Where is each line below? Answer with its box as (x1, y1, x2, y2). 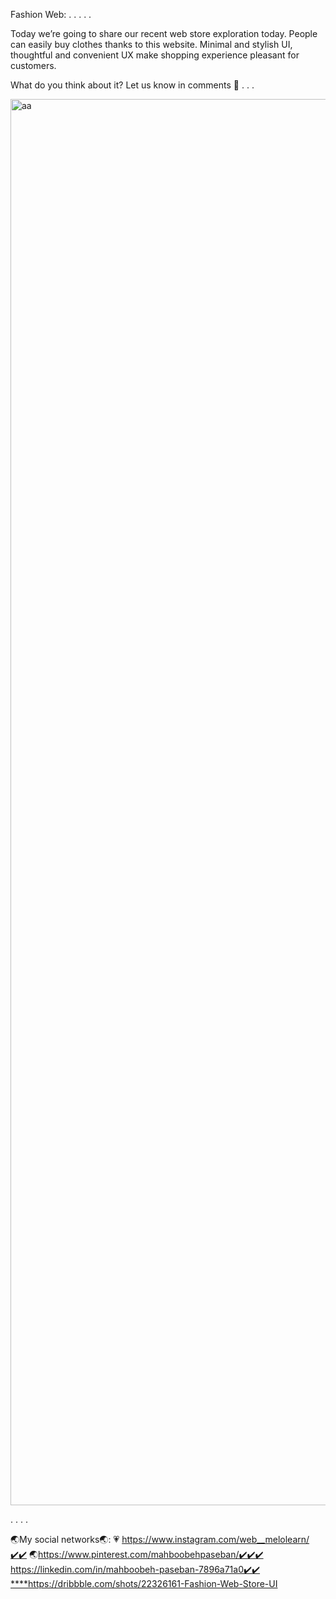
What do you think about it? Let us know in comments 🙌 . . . (10, 79, 255, 91)
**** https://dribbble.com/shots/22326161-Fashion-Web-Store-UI (10, 1578, 278, 1589)
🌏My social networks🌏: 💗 (10, 1534, 120, 1545)
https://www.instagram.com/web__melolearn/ (121, 1534, 310, 1545)
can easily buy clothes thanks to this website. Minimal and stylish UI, (10, 39, 293, 50)
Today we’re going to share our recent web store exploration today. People (10, 28, 318, 39)
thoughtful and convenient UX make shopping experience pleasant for (10, 49, 300, 61)
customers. (10, 60, 57, 71)
